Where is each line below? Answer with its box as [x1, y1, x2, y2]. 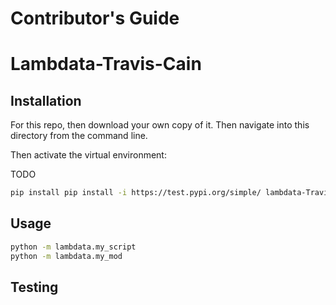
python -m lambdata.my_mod [10, 251, 123, 261]
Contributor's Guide [10, 7, 180, 30]
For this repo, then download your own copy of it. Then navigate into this [10, 119, 310, 131]
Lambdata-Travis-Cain [10, 53, 202, 76]
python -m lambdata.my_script [10, 242, 137, 252]
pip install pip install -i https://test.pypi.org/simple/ [10, 188, 262, 198]
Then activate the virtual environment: [10, 149, 167, 161]
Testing [10, 279, 59, 296]
